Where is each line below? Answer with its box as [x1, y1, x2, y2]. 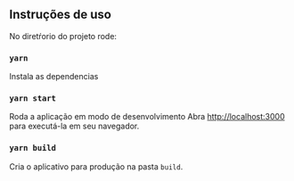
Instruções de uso [9, 7, 111, 22]
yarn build [9, 143, 56, 153]
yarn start [9, 94, 56, 103]
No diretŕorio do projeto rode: [9, 30, 118, 41]
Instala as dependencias [9, 71, 99, 82]
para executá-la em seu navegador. [9, 120, 140, 132]
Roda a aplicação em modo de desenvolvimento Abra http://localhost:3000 [9, 111, 285, 122]
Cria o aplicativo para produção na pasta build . [9, 160, 184, 172]
